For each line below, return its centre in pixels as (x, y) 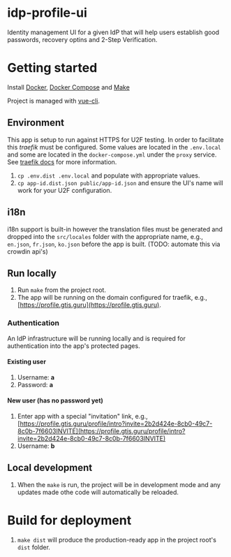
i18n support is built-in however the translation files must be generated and (115, 229)
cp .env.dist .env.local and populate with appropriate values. (109, 175)
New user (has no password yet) (55, 400)
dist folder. (34, 547)
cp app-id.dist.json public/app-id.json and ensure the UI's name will (120, 182)
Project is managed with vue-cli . (53, 101)
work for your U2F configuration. (65, 190)
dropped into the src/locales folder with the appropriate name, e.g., (105, 236)
